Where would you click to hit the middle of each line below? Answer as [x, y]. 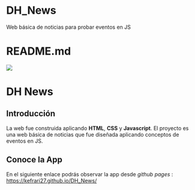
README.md [39, 51]
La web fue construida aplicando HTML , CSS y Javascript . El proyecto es [97, 128]
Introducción [31, 114]
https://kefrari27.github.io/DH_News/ [52, 180]
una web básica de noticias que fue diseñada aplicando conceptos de [93, 134]
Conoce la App [34, 160]
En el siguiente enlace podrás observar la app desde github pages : [90, 174]
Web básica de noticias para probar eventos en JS [68, 27]
